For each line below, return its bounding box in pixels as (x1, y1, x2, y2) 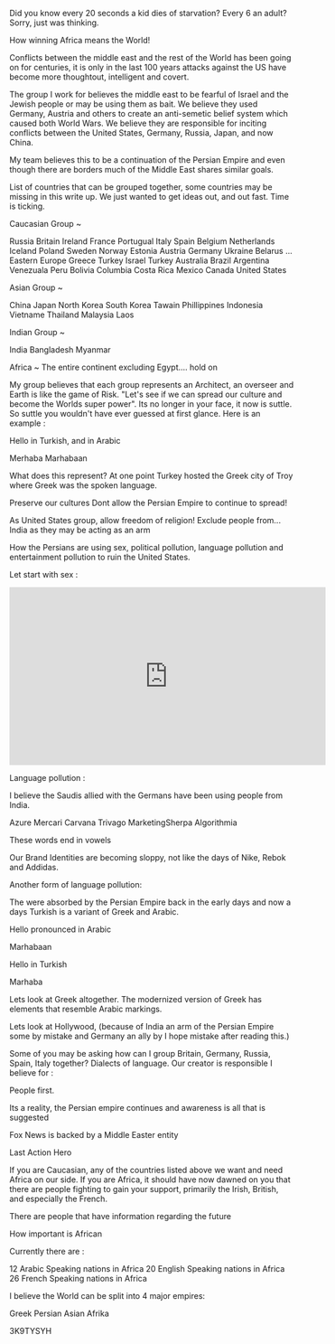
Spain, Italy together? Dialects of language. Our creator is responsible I (9, 1057, 273, 1068)
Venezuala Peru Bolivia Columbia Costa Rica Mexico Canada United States (9, 265, 287, 275)
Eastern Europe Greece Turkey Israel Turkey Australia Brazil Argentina (9, 255, 270, 266)
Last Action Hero (9, 1147, 72, 1158)
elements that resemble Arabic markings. (9, 1003, 163, 1014)
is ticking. (9, 201, 45, 211)
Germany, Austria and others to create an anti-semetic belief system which (9, 108, 289, 118)
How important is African (9, 1228, 102, 1239)
